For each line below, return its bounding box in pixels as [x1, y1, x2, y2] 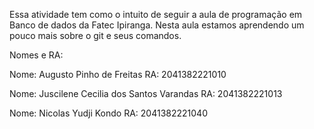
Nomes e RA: [9, 49, 64, 61]
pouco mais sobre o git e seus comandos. [9, 30, 182, 41]
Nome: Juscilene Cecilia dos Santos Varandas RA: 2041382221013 [9, 88, 283, 99]
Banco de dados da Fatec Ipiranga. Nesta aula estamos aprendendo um [9, 19, 305, 31]
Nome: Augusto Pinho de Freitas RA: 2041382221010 [9, 69, 227, 80]
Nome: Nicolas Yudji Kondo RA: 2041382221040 [9, 107, 208, 119]
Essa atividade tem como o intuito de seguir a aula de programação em [9, 9, 303, 20]
